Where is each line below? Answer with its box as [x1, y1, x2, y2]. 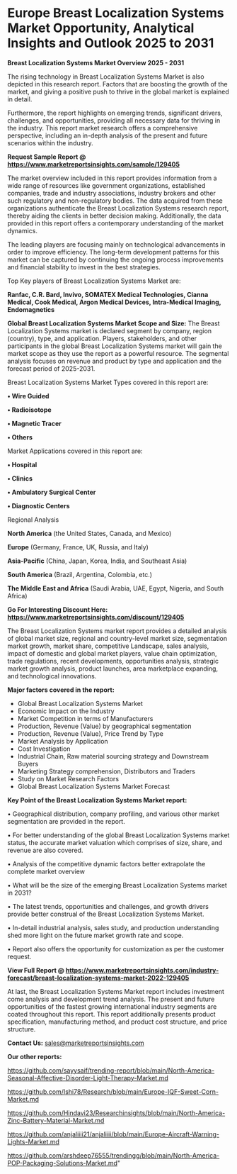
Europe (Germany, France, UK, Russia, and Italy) [7, 542, 149, 551]
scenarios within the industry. [7, 138, 93, 147]
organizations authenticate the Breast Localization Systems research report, [7, 203, 229, 212]
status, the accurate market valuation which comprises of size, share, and [7, 838, 223, 846]
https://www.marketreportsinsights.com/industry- [65, 966, 219, 974]
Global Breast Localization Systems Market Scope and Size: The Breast [7, 319, 221, 328]
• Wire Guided [7, 391, 50, 400]
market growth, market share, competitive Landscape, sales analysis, [7, 642, 209, 650]
